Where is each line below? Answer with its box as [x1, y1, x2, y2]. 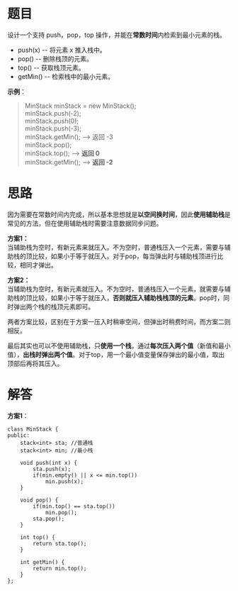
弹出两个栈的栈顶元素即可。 [13, 302, 94, 311]
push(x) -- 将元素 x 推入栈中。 [17, 45, 106, 54]
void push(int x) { [20, 459, 78, 466]
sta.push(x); [33, 465, 72, 473]
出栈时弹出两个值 [23, 350, 73, 358]
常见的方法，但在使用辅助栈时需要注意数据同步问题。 [7, 219, 163, 227]
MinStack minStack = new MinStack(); [24, 101, 137, 110]
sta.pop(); [33, 515, 65, 522]
